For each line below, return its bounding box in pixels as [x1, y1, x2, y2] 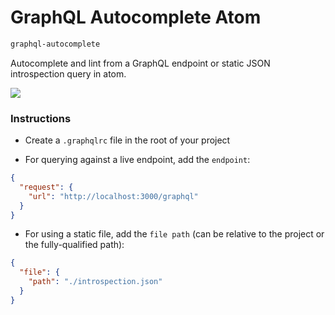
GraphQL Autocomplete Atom [10, 6, 262, 29]
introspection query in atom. [10, 67, 127, 80]
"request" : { [19, 182, 74, 192]
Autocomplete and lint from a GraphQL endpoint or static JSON [10, 57, 271, 69]
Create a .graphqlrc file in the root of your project [24, 134, 231, 146]
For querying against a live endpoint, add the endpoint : [24, 154, 251, 166]
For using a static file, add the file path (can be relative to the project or [24, 228, 325, 240]
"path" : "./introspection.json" [28, 277, 163, 287]
